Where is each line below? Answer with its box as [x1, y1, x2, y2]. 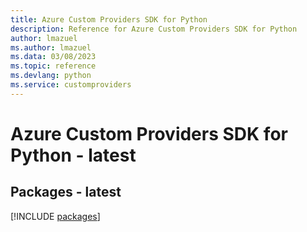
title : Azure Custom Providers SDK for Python [10, 14, 208, 25]
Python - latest [10, 144, 137, 166]
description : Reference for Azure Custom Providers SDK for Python [10, 24, 298, 34]
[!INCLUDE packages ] [10, 210, 101, 222]
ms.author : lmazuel [10, 42, 92, 53]
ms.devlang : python [10, 71, 92, 81]
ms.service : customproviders [10, 80, 132, 90]
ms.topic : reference [10, 61, 97, 71]
